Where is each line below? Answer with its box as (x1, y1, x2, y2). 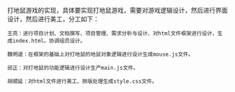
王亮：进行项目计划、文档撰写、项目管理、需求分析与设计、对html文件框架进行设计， (7, 30, 218, 37)
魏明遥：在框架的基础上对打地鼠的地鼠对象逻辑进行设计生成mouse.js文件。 (7, 51, 194, 58)
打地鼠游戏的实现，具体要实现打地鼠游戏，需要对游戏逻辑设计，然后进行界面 (7, 6, 228, 14)
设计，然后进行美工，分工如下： (7, 15, 99, 23)
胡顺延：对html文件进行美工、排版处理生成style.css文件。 (7, 78, 157, 85)
